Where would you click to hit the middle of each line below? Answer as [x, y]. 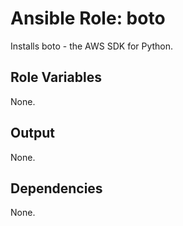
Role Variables [56, 77]
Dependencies [56, 188]
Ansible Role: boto [88, 18]
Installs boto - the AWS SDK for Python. [92, 46]
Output [32, 133]
